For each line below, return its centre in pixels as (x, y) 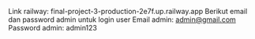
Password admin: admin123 (52, 28)
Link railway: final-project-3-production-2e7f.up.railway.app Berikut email (128, 11)
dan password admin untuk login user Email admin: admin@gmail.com (122, 19)
